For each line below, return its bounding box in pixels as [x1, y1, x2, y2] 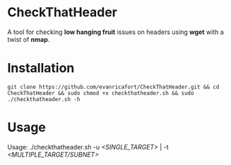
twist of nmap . [7, 35, 50, 43]
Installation [7, 60, 75, 76]
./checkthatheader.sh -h [7, 96, 81, 103]
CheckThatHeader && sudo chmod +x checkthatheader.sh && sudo [7, 89, 194, 96]
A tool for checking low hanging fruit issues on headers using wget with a [7, 28, 224, 36]
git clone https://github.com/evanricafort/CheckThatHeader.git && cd [7, 83, 220, 91]
